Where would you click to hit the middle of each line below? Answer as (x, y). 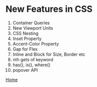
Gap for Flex (25, 49)
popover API (25, 70)
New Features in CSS (49, 9)
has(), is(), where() (31, 65)
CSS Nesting (25, 33)
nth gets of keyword (33, 59)
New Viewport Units (33, 28)
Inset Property (27, 39)
